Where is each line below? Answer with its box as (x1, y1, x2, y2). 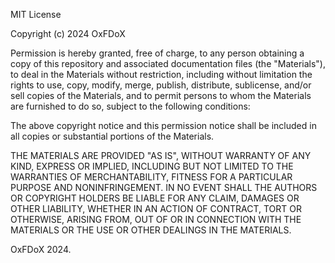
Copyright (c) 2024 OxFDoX (10, 28, 126, 39)
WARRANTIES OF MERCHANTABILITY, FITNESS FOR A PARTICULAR (10, 171, 293, 183)
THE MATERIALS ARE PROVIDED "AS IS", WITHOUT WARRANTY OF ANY (10, 150, 312, 161)
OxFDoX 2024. (10, 244, 72, 255)
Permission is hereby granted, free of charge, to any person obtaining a (10, 47, 305, 59)
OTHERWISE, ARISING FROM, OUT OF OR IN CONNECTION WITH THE (10, 214, 302, 225)
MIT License (10, 9, 62, 20)
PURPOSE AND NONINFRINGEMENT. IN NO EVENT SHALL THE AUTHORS (10, 182, 318, 193)
